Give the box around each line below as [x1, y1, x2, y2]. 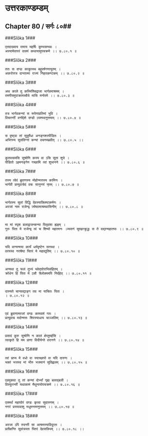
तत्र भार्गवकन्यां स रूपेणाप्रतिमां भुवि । [5, 111, 58, 116]
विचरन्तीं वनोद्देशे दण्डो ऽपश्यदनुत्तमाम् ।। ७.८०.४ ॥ [5, 115, 81, 120]
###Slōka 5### [5, 124, 36, 130]
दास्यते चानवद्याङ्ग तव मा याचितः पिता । [5, 289, 65, 294]
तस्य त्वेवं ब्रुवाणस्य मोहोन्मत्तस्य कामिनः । [5, 178, 63, 183]
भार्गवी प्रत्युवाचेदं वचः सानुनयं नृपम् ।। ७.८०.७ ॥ [5, 182, 79, 187]
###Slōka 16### [5, 368, 38, 374]
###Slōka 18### [5, 413, 38, 418]
